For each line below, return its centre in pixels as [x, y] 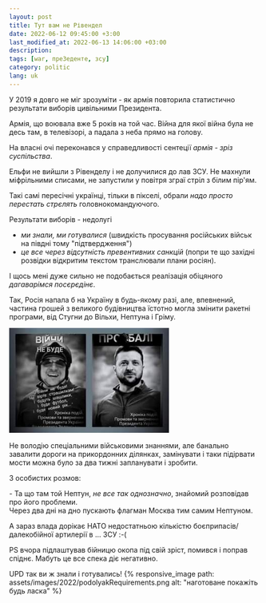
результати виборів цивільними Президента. [85, 108]
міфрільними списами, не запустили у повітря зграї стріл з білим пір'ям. [133, 180]
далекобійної [32, 534]
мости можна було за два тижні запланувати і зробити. [103, 462]
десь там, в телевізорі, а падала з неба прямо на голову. [106, 132]
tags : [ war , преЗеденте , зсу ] [60, 59]
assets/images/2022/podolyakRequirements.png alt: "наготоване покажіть [133, 582]
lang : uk [24, 76]
